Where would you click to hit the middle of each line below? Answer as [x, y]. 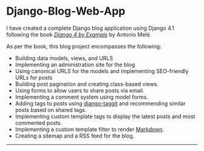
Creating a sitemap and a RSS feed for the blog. [75, 136]
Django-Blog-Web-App [66, 11]
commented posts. [39, 122]
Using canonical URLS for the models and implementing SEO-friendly [102, 71]
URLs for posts [34, 77]
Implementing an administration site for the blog [75, 65]
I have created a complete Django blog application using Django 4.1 [90, 28]
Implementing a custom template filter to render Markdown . [90, 129]
